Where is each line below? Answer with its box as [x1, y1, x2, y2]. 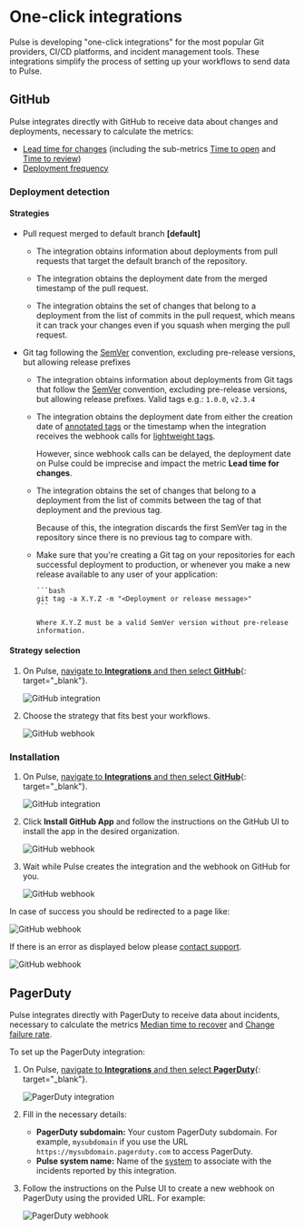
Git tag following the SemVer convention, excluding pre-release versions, [22, 347, 296, 358]
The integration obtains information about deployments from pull [35, 246, 279, 257]
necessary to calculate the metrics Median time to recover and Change [9, 1019, 275, 1030]
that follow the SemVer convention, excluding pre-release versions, [35, 384, 288, 395]
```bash [35, 586, 65, 595]
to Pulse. [9, 66, 43, 76]
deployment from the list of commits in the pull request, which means [35, 309, 296, 320]
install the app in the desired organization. [22, 826, 180, 837]
